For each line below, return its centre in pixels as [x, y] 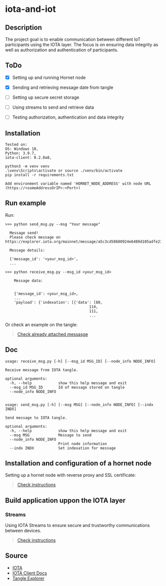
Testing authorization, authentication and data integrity [68, 117]
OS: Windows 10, [22, 149]
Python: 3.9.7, [21, 153]
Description [23, 28]
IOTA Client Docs [30, 573]
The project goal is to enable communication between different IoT [73, 39]
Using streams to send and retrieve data [53, 107]
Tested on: [16, 144]
